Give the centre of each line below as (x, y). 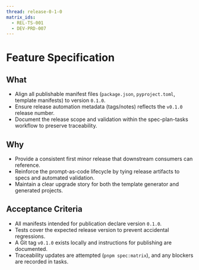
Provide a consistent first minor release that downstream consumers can (104, 159)
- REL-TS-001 (28, 23)
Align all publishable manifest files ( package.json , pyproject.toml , (95, 94)
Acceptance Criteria (44, 209)
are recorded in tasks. (42, 261)
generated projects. (39, 191)
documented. (31, 249)
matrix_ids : (21, 17)
